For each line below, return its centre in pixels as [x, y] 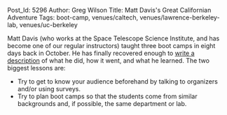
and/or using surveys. [49, 89]
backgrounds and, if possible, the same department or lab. [102, 103]
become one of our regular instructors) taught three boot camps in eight [111, 46]
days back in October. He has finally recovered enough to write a [101, 53]
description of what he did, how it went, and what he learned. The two [109, 61]
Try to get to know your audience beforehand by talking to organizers [118, 82]
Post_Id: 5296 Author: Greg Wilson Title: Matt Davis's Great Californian [109, 10]
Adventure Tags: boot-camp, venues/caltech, [73, 17]
